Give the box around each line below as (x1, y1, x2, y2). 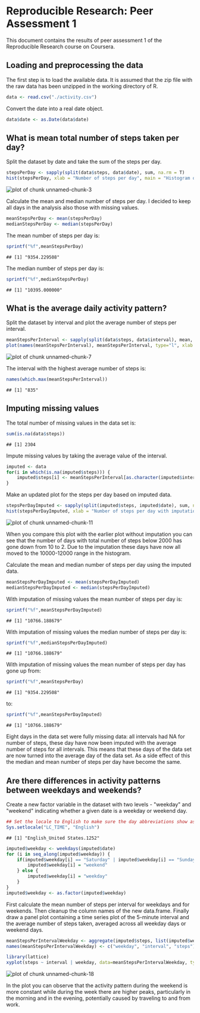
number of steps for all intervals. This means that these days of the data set (6, 745, 192, 753)
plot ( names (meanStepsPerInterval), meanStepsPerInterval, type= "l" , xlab (6, 342, 193, 349)
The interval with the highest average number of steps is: (6, 365, 146, 372)
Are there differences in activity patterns (6, 775, 161, 786)
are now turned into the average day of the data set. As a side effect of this (6, 752, 190, 759)
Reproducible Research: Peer (6, 4, 154, 18)
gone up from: (6, 667, 42, 674)
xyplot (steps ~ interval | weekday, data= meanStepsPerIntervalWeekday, (6, 960, 187, 966)
